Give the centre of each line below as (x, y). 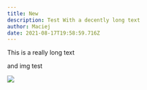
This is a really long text (41, 53)
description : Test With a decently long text (73, 20)
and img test (25, 66)
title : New (23, 13)
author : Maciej (29, 26)
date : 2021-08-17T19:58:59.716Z (53, 33)
